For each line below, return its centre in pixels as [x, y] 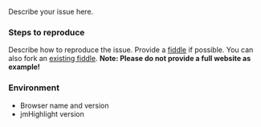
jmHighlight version [52, 114]
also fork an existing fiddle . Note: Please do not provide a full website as [130, 59]
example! [24, 67]
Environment [34, 88]
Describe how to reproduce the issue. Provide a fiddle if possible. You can [131, 50]
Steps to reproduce [47, 32]
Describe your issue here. [51, 12]
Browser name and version [64, 105]
